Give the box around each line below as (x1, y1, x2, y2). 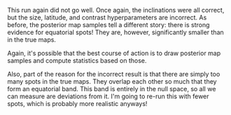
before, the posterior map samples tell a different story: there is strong (7, 21, 210, 29)
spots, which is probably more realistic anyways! (7, 100, 148, 107)
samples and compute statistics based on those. (7, 56, 147, 65)
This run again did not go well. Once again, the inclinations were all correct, (7, 6, 225, 14)
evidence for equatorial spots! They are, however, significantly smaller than (7, 28, 224, 36)
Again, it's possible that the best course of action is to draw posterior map (7, 49, 221, 57)
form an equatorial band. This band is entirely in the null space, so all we (7, 85, 216, 93)
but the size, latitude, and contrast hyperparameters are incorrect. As (7, 13, 207, 22)
